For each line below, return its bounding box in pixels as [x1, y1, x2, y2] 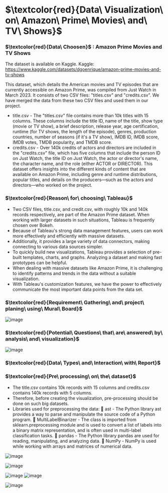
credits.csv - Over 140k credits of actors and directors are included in [12, 145, 156, 151]
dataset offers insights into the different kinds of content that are [12, 166, 146, 172]
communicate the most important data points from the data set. [12, 286, 144, 292]
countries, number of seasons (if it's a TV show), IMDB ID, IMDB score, [12, 134, 159, 140]
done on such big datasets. [12, 400, 69, 406]
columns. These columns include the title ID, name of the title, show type [12, 118, 163, 124]
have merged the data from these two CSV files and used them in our [5, 98, 148, 104]
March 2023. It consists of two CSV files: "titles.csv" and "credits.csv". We [5, 92, 159, 98]
